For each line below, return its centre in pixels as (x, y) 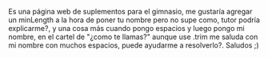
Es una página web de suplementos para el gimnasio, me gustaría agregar (130, 12)
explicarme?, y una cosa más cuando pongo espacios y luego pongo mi (127, 28)
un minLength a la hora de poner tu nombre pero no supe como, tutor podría (134, 20)
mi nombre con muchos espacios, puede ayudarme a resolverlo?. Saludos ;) (134, 45)
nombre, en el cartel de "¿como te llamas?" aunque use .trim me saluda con (133, 37)
